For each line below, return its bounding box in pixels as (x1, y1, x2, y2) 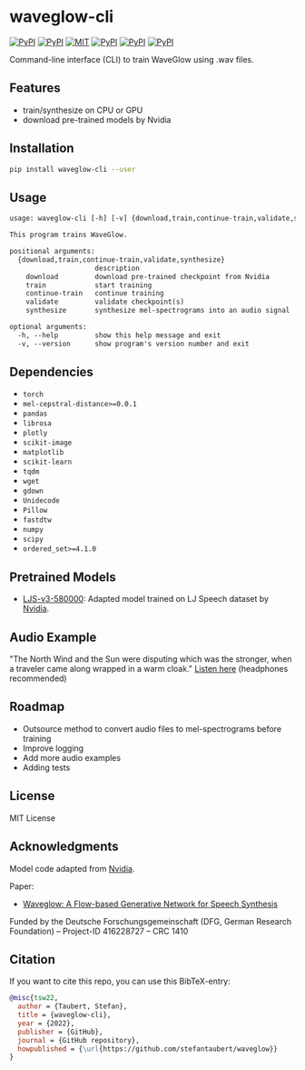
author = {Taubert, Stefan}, (17, 1002, 128, 1011)
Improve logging (22, 743, 84, 754)
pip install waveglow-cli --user (9, 165, 136, 174)
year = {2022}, (17, 1018, 75, 1028)
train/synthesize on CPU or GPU (22, 105, 143, 115)
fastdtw (22, 515, 52, 525)
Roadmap (9, 699, 65, 715)
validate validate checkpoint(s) (25, 297, 184, 306)
